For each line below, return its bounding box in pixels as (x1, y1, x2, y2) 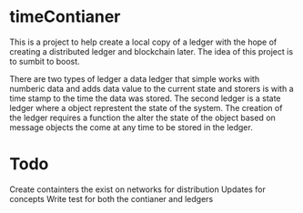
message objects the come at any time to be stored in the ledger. (9, 121, 253, 133)
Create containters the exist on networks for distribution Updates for (9, 184, 266, 195)
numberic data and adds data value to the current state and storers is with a (9, 83, 294, 94)
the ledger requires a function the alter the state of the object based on (9, 112, 276, 123)
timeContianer (9, 6, 121, 27)
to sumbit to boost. (9, 56, 80, 66)
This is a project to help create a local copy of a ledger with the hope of (9, 36, 278, 47)
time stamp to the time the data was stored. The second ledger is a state (9, 93, 281, 104)
